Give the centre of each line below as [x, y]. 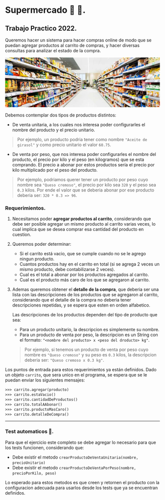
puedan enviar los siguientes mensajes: [45, 380]
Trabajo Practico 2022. [41, 28]
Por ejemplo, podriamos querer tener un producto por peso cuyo [82, 179]
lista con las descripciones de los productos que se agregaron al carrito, [85, 295]
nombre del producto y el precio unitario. [54, 130]
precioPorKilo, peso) [34, 473]
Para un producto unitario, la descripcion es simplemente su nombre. [89, 330]
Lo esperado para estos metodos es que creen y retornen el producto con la [82, 482]
